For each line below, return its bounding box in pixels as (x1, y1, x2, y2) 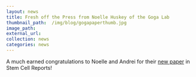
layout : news (6, 8, 39, 15)
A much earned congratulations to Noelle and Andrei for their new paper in (6, 57, 190, 65)
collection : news (6, 36, 50, 42)
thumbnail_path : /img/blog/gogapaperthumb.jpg (6, 20, 127, 25)
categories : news (6, 42, 50, 48)
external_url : (6, 31, 42, 37)
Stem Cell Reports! (6, 64, 53, 71)
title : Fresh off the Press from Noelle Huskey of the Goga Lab (6, 14, 170, 20)
